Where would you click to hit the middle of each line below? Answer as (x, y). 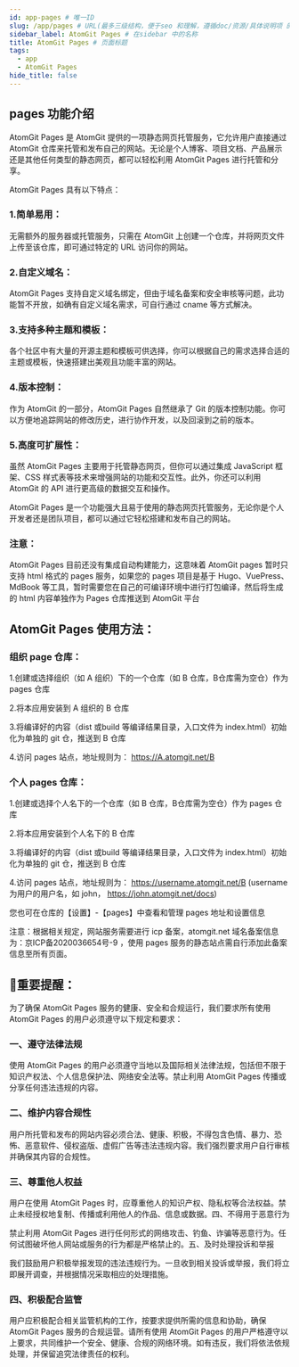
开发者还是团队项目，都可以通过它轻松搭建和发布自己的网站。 (122, 519)
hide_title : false (43, 76)
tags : (19, 51)
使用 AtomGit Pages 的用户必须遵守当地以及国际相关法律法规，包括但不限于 (148, 1066)
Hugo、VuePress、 (253, 576)
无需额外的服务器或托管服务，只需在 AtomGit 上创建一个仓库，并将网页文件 (147, 235)
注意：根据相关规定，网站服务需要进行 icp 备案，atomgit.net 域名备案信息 (144, 932)
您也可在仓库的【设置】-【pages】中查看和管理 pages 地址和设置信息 (137, 913)
